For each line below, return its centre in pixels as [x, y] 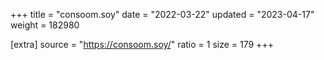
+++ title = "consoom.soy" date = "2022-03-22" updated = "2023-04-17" [162, 14]
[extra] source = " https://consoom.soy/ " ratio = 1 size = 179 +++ [142, 44]
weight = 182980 [45, 25]
